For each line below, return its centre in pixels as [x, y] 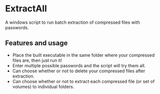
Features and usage [37, 43]
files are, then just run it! [37, 60]
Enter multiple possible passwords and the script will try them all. [79, 65]
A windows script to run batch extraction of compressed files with [73, 22]
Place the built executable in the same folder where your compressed [83, 55]
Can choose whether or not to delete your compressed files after [79, 71]
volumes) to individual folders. [43, 87]
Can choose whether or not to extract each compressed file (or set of [83, 81]
